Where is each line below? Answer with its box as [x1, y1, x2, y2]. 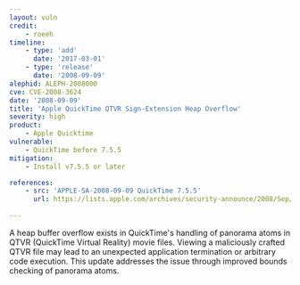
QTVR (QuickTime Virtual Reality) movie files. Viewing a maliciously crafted [9, 237, 286, 248]
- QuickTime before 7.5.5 [25, 145, 122, 154]
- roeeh [25, 29, 54, 38]
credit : [9, 21, 38, 30]
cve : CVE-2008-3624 [9, 87, 82, 96]
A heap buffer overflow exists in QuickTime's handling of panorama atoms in [9, 227, 291, 238]
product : [9, 121, 42, 130]
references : [9, 178, 54, 187]
